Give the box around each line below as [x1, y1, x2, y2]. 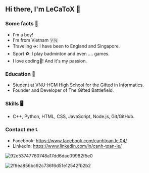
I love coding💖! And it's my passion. [12, 57, 87, 64]
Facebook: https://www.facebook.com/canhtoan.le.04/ [12, 137, 127, 144]
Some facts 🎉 [5, 20, 39, 27]
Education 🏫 [5, 70, 35, 77]
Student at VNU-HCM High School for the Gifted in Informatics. [12, 82, 144, 88]
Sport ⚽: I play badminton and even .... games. [12, 50, 110, 56]
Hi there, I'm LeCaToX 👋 [5, 5, 81, 14]
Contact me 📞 [5, 126, 38, 133]
